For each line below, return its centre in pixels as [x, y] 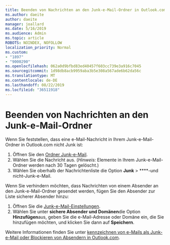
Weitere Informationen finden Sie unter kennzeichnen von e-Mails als [77, 232]
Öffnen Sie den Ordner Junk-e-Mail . [50, 155]
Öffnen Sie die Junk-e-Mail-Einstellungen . [56, 206]
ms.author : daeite [25, 15]
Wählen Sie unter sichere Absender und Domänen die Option [76, 212]
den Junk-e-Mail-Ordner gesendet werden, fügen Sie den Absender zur [80, 191]
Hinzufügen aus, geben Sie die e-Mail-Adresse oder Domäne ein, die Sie [88, 217]
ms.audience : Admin [26, 33]
